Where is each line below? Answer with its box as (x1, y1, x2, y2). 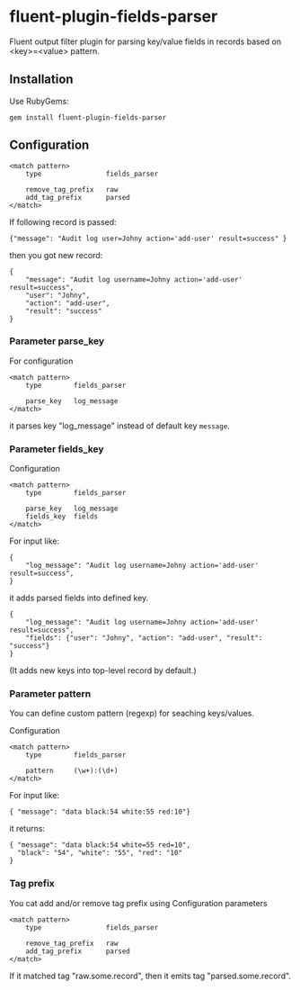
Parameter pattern (9, 688, 92, 700)
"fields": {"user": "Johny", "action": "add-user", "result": (25, 634, 263, 643)
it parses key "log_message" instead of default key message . (9, 420, 231, 431)
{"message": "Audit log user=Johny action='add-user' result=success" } (9, 234, 287, 243)
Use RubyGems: (9, 95, 69, 106)
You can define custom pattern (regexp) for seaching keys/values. (9, 708, 254, 719)
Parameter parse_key (9, 335, 105, 347)
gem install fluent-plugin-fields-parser (9, 112, 167, 122)
